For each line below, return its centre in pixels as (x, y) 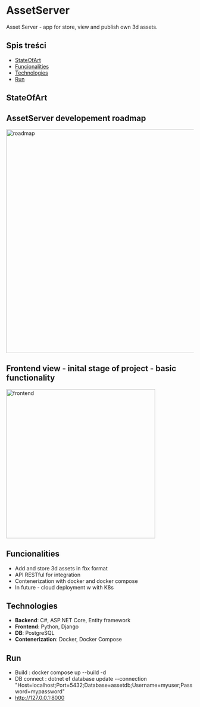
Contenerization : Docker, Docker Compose (68, 640)
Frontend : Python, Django (47, 626)
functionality (31, 378)
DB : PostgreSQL (35, 633)
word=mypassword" (40, 691)
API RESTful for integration (48, 575)
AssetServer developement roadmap (76, 118)
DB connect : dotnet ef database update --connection (81, 679)
